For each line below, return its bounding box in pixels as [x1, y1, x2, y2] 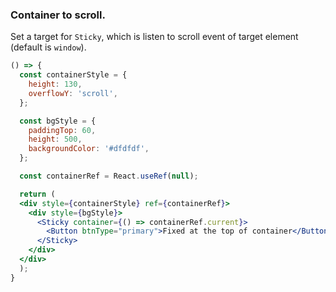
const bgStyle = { [19, 116, 97, 126]
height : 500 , [28, 134, 83, 145]
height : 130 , [28, 79, 83, 90]
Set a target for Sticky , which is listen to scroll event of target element [10, 31, 299, 43]
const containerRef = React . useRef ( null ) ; [19, 171, 199, 182]
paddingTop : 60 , [28, 125, 97, 135]
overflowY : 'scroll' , [28, 88, 118, 98]
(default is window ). [10, 41, 87, 53]
